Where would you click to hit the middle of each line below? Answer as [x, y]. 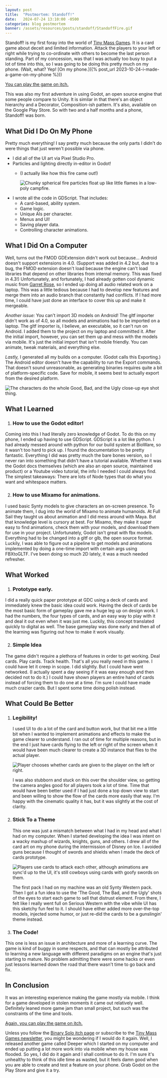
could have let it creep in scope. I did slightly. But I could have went [74, 666]
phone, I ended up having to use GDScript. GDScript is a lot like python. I [80, 439]
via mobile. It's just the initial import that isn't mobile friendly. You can [77, 342]
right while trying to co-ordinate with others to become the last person [77, 54]
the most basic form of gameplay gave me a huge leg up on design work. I [82, 611]
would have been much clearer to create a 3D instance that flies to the [84, 750]
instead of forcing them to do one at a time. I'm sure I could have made [78, 682]
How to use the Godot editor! [48, 423]
